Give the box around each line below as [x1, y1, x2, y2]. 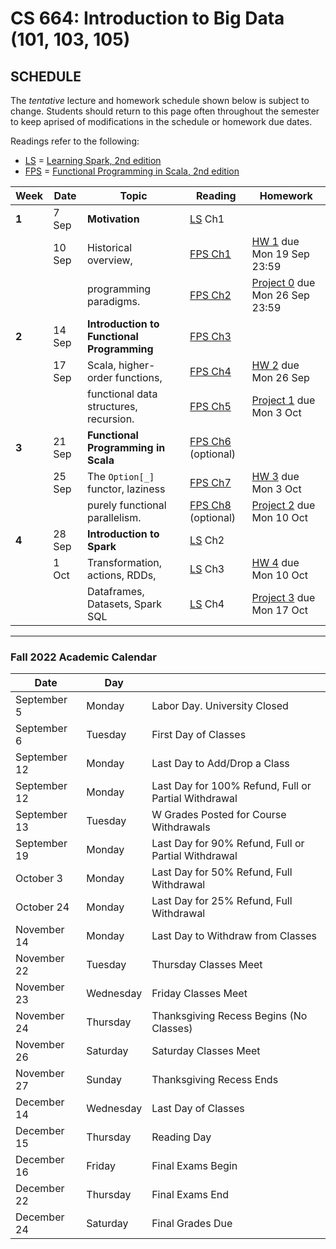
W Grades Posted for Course [151, 808, 287, 822]
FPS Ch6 [189, 435, 232, 448]
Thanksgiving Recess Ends [151, 1073, 279, 1087]
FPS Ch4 [189, 365, 232, 378]
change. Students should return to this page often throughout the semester [10, 105, 320, 117]
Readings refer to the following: [10, 135, 140, 147]
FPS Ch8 [189, 498, 232, 512]
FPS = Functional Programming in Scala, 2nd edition [24, 165, 240, 177]
